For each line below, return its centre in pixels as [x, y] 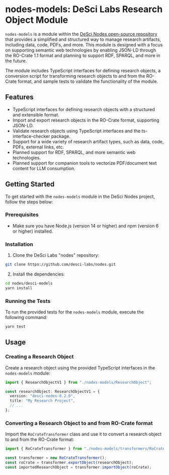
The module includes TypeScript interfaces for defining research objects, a [83, 70]
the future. [16, 61]
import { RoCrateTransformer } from [44, 449]
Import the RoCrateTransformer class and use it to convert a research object [83, 434]
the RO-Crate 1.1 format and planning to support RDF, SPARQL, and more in [83, 55]
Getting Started [30, 184]
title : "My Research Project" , [43, 401]
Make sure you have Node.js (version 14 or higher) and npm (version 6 [86, 226]
